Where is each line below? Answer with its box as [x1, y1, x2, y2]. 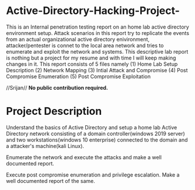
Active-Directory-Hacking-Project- [6, 4, 180, 17]
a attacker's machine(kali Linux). [6, 142, 85, 149]
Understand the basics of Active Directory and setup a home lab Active [6, 124, 177, 131]
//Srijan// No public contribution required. [6, 84, 109, 91]
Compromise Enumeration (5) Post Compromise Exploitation [6, 73, 151, 80]
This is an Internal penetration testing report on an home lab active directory [6, 23, 190, 30]
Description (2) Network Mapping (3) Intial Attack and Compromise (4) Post [6, 66, 188, 73]
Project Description [6, 105, 102, 118]
